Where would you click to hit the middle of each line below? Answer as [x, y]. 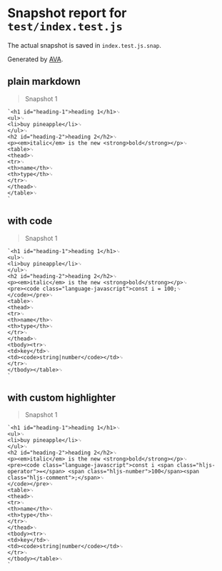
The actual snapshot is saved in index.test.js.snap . [85, 45]
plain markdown [44, 82]
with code [30, 221]
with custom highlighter [62, 397]
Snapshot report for [67, 13]
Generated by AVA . [35, 59]
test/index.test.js [65, 27]
